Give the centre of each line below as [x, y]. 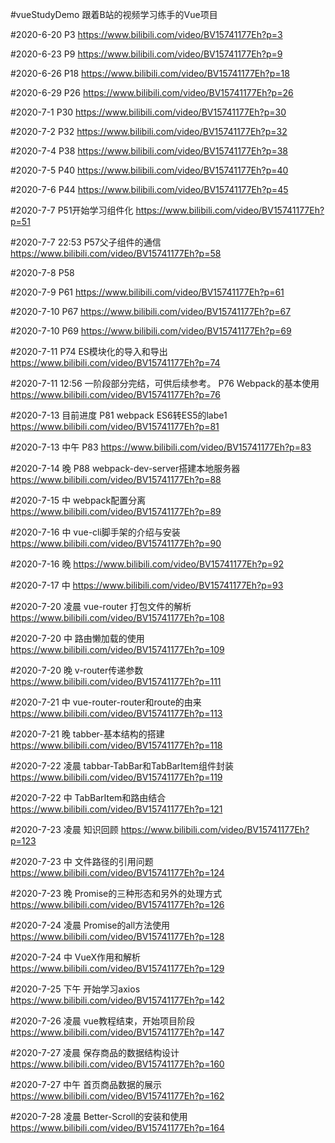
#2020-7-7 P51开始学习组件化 [72, 210]
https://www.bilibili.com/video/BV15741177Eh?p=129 [117, 968]
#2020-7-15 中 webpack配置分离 [78, 500]
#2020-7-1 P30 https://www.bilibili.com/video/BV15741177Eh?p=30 [148, 112]
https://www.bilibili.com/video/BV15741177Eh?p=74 [115, 362]
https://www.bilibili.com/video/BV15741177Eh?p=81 [115, 426]
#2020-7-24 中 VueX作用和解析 [76, 957]
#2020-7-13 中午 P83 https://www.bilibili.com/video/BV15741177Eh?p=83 [161, 447]
